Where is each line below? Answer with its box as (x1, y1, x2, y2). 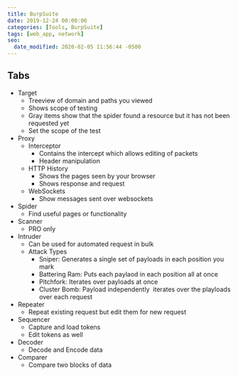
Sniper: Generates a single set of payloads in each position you (38, 254, 225, 263)
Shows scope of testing (28, 104, 98, 112)
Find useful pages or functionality (28, 209, 127, 217)
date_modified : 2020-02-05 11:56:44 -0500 (13, 43, 141, 50)
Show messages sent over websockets (38, 194, 153, 203)
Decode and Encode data (28, 345, 103, 354)
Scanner (17, 217, 43, 225)
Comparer (17, 353, 48, 361)
